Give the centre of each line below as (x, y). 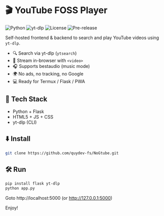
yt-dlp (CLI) (25, 122)
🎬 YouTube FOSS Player (56, 10)
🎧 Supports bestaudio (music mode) (51, 66)
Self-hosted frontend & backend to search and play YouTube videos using (82, 38)
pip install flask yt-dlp (32, 184)
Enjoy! (12, 208)
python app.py (20, 189)
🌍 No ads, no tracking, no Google (48, 74)
